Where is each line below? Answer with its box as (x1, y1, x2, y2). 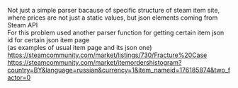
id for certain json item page (7, 36, 90, 44)
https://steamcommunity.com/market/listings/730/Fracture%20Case (7, 51, 208, 59)
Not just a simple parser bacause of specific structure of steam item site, (7, 6, 220, 14)
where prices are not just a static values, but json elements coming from (7, 13, 218, 22)
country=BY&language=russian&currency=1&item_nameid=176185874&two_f (7, 66, 231, 74)
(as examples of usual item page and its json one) (7, 44, 152, 51)
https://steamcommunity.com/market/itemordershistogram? (7, 58, 182, 66)
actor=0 (7, 73, 31, 82)
